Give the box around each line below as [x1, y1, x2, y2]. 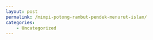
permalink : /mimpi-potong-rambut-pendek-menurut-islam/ [5, 14, 147, 20]
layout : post [5, 8, 38, 15]
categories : [5, 19, 35, 25]
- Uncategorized [16, 25, 57, 31]
